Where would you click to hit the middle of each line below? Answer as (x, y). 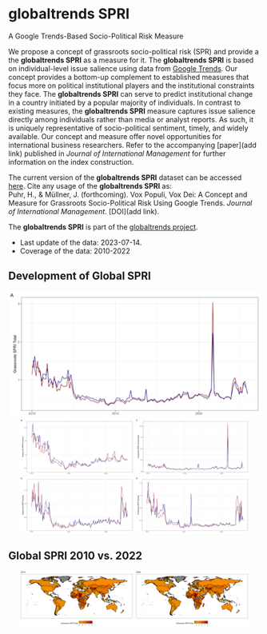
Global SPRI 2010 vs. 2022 (75, 555)
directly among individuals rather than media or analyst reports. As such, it (131, 119)
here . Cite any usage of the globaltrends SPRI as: (90, 185)
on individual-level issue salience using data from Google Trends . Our (123, 68)
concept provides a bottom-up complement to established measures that (129, 77)
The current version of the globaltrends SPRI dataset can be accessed (125, 177)
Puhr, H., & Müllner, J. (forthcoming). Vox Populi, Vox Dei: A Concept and (128, 194)
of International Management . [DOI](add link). (84, 211)
